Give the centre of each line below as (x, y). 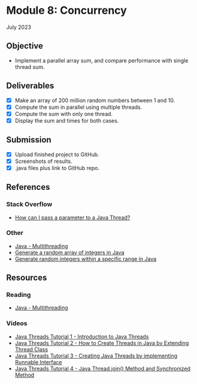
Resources (27, 278)
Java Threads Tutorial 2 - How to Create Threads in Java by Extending (102, 343)
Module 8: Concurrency (66, 11)
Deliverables (30, 86)
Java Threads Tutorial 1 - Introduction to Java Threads (82, 337)
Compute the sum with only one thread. (63, 114)
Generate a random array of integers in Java (69, 252)
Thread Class (31, 349)
